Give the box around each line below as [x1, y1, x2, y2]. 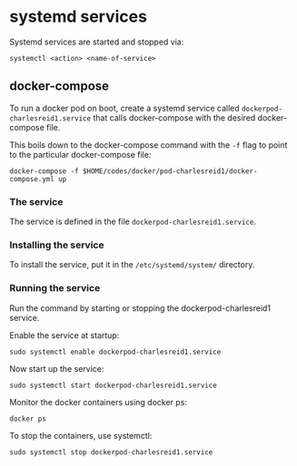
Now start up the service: [9, 363, 104, 374]
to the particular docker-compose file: [9, 149, 152, 160]
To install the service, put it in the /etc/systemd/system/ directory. [9, 259, 255, 270]
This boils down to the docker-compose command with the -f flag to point [9, 139, 288, 150]
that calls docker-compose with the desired [93, 112, 256, 123]
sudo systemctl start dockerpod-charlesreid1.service [9, 381, 218, 390]
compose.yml [9, 174, 54, 183]
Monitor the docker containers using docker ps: [9, 396, 188, 407]
